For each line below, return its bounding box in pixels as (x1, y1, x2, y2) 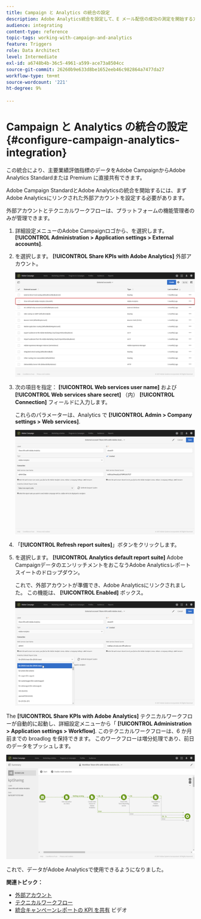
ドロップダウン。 (41, 569, 83, 576)
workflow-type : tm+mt (6, 72, 60, 79)
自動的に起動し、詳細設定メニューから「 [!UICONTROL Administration (16, 720, 192, 727)
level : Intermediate (6, 54, 58, 60)
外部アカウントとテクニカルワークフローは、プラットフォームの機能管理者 (6, 207, 190, 214)
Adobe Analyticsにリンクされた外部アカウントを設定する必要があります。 (6, 194, 188, 201)
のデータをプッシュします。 (6, 742, 74, 750)
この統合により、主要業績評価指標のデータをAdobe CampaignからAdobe (6, 166, 185, 174)
